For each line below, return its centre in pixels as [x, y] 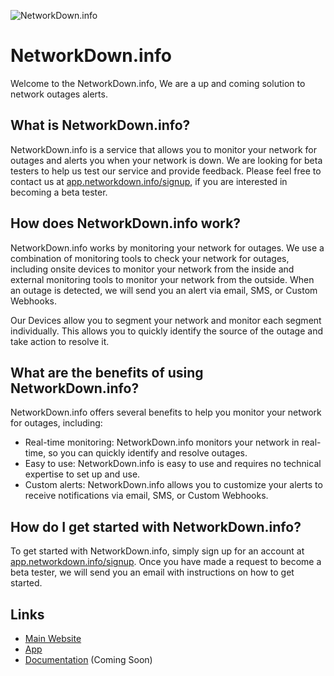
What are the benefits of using [107, 372]
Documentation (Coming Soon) [88, 659]
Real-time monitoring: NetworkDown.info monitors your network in [162, 442]
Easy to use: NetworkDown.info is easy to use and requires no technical [173, 464]
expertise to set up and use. [82, 474]
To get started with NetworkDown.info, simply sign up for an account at [157, 551]
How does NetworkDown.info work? [126, 223]
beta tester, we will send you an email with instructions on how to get [152, 572]
